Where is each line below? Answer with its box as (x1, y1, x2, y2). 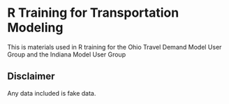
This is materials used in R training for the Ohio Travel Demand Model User (7, 43, 222, 51)
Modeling (7, 20, 64, 36)
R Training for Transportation (7, 5, 179, 21)
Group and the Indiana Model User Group (7, 50, 126, 59)
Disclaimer (7, 70, 55, 82)
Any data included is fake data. (7, 89, 96, 97)
